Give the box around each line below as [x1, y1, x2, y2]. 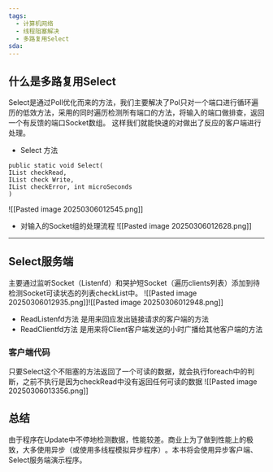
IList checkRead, [8, 168, 67, 177]
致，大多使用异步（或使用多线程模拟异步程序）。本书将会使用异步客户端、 [8, 444, 258, 454]
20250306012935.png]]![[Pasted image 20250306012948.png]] [8, 297, 223, 307]
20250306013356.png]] [8, 386, 89, 396]
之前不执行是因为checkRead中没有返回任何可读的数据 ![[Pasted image [22, 377, 258, 387]
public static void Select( [8, 161, 104, 169]
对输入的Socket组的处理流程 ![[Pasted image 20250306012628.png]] [19, 221, 252, 230]
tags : [8, 11, 27, 20]
